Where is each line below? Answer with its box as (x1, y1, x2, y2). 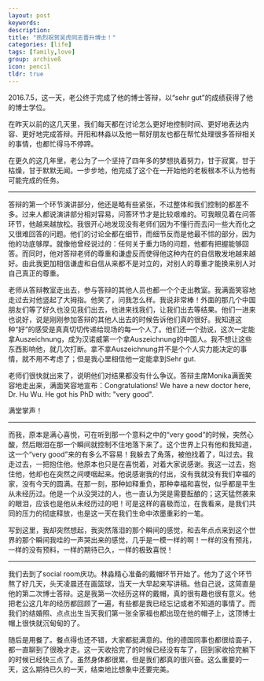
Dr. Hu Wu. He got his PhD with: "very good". (8, 389, 154, 398)
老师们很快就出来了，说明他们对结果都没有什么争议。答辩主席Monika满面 (8, 371, 246, 380)
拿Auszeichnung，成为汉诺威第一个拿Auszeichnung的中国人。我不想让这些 (8, 334, 253, 343)
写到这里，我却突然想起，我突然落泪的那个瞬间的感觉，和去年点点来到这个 (8, 525, 249, 535)
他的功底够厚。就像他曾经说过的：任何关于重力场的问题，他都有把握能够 (8, 239, 242, 248)
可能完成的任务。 (8, 175, 64, 185)
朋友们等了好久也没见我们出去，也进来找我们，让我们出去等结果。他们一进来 (8, 305, 256, 314)
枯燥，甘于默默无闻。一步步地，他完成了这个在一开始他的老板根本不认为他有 (8, 165, 256, 175)
